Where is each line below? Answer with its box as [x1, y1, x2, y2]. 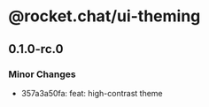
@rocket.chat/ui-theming [8, 6, 201, 27]
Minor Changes [8, 68, 76, 80]
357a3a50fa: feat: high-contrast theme [20, 88, 163, 98]
